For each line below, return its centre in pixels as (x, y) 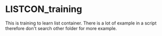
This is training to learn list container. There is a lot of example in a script (81, 23)
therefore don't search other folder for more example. (61, 28)
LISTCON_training (44, 9)
